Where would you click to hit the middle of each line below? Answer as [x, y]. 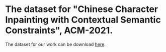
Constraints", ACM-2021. [59, 30]
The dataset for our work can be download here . [55, 44]
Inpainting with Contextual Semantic [83, 20]
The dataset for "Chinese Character [82, 9]
